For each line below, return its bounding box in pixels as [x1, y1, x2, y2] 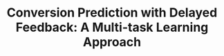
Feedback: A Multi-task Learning [15, 19, 209, 35]
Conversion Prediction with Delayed [6, 5, 218, 21]
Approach [82, 35, 142, 50]
